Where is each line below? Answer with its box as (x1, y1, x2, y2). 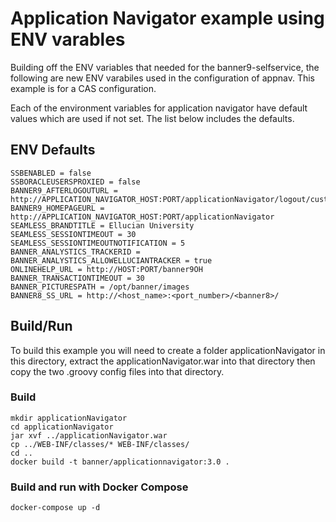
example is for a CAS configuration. (10, 82, 157, 94)
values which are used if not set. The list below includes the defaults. (10, 112, 295, 124)
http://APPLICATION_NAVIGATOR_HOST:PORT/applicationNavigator (10, 212, 275, 222)
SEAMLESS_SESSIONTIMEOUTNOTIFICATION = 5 (10, 238, 186, 248)
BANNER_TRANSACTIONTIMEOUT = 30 (10, 273, 145, 283)
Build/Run (10, 318, 73, 335)
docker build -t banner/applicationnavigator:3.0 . (10, 457, 230, 467)
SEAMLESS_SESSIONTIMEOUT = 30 (10, 229, 137, 239)
